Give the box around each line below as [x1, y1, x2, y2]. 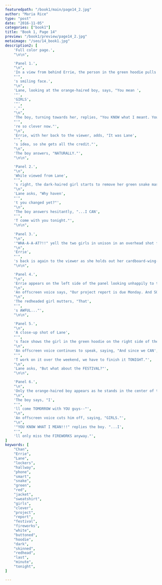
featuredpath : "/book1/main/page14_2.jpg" [5, 7, 92, 12]
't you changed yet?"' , [13, 200, 62, 205]
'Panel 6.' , [13, 380, 38, 385]
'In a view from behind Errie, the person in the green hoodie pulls [13, 70, 157, 75]
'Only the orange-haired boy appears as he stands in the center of [13, 388, 154, 393]
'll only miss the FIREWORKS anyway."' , [13, 433, 96, 438]
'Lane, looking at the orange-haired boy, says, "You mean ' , [13, 88, 141, 92]
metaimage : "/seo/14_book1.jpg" [5, 39, 70, 44]
